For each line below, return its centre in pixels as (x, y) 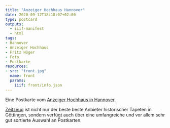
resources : (17, 66)
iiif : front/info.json (38, 85)
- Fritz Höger (20, 52)
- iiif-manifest (27, 29)
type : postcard (21, 19)
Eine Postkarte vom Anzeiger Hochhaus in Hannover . (60, 100)
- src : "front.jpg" (26, 71)
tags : (11, 38)
